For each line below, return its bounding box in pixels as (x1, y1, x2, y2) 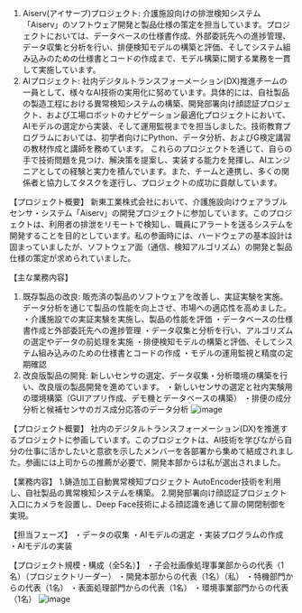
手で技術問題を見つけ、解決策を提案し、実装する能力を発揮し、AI (22, 154, 268, 165)
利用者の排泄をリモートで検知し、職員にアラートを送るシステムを (48, 219, 294, 229)
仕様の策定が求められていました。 (9, 253, 136, 264)
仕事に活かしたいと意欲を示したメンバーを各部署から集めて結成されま (24, 446, 286, 456)
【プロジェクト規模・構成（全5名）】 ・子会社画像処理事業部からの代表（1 (9, 560, 284, 571)
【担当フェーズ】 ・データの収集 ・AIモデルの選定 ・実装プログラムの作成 (9, 529, 284, 540)
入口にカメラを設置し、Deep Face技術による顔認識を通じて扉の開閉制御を (9, 499, 287, 509)
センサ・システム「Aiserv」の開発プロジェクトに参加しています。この (9, 208, 269, 218)
